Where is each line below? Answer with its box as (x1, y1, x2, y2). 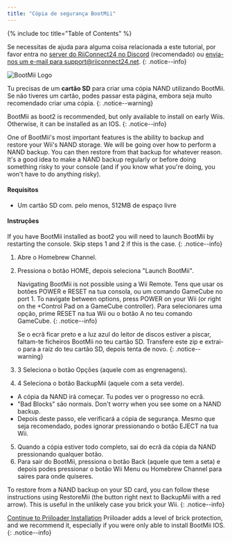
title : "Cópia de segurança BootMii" (7, 10, 116, 17)
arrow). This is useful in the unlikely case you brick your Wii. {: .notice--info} (7, 500, 225, 509)
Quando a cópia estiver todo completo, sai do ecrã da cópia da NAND (17, 443, 217, 451)
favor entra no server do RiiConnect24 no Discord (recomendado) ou (7, 50, 204, 58)
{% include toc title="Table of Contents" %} (7, 29, 132, 37)
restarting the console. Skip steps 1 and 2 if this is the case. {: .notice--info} (7, 240, 223, 248)
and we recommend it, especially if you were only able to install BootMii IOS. (7, 521, 225, 530)
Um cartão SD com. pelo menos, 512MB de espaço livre (17, 201, 177, 209)
